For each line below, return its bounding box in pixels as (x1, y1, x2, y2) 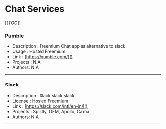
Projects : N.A (12, 59, 41, 65)
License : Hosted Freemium (12, 98, 68, 104)
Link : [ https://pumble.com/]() (12, 54, 73, 60)
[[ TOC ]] (5, 20, 21, 26)
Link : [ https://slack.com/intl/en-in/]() (12, 103, 88, 109)
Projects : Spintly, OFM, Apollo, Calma (12, 108, 90, 114)
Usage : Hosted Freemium (12, 48, 66, 55)
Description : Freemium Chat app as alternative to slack (12, 43, 125, 49)
